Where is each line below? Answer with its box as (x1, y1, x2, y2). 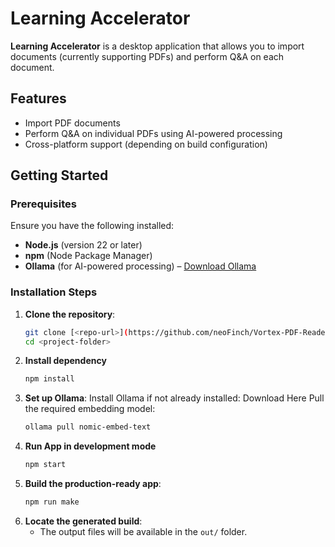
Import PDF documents (24, 117, 121, 129)
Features (10, 90, 67, 107)
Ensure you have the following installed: (10, 220, 175, 232)
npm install (24, 374, 75, 384)
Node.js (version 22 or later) (24, 239, 143, 251)
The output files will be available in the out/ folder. (39, 525, 248, 537)
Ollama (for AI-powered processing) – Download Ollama (24, 260, 257, 272)
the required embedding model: (24, 403, 156, 415)
